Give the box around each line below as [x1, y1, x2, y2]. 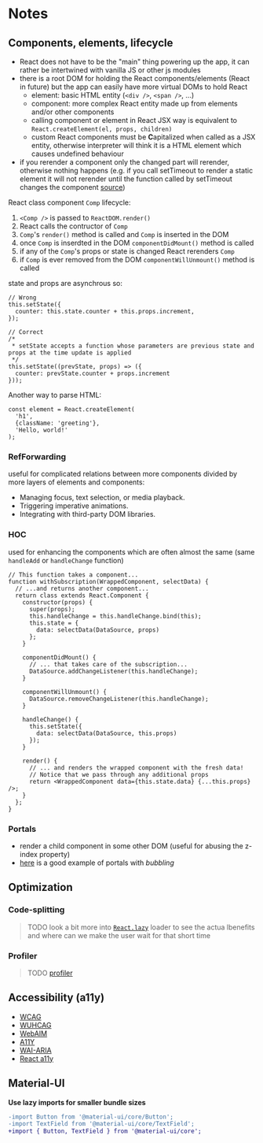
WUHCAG [19, 1020, 52, 1030]
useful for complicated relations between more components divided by [8, 469, 238, 479]
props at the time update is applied [8, 349, 132, 357]
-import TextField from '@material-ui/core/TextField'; [8, 1120, 195, 1128]
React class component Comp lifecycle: [8, 198, 131, 207]
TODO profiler [27, 968, 73, 978]
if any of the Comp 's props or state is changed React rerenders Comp [19, 247, 236, 256]
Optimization [8, 881, 73, 894]
